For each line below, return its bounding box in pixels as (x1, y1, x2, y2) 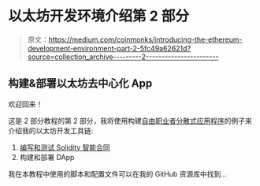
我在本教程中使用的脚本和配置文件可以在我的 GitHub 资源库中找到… (8, 169, 227, 178)
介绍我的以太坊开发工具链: (8, 125, 94, 135)
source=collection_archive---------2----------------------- (27, 52, 219, 61)
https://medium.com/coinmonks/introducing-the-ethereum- (48, 35, 243, 44)
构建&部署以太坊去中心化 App (8, 76, 153, 91)
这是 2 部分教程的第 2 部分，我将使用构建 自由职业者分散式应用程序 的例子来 (8, 116, 252, 125)
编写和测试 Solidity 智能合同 (19, 143, 110, 152)
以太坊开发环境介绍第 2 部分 (8, 7, 189, 25)
